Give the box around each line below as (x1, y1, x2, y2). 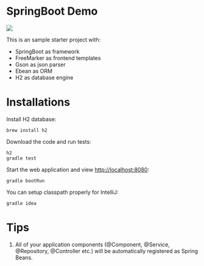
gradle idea (6, 200, 37, 206)
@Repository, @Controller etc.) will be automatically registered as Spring (15, 247, 199, 254)
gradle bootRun (6, 177, 45, 184)
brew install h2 (6, 127, 47, 133)
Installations (6, 95, 71, 109)
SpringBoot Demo (6, 4, 98, 18)
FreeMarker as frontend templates (15, 54, 101, 62)
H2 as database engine (15, 73, 74, 81)
